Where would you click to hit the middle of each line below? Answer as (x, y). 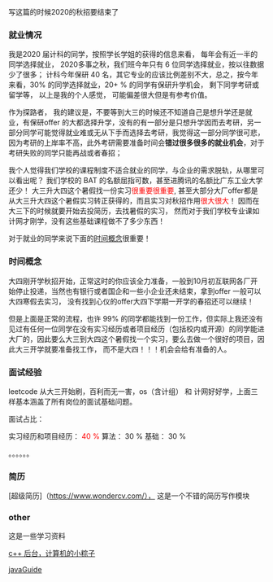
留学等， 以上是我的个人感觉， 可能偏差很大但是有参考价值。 (110, 95)
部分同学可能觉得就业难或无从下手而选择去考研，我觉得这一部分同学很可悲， (136, 133)
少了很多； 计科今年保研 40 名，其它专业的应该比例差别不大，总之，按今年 (133, 75)
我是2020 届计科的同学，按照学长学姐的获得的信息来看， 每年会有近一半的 (133, 55)
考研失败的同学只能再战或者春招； (65, 153)
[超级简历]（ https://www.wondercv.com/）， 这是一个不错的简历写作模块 (129, 496)
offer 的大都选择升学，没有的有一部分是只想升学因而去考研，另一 (152, 123)
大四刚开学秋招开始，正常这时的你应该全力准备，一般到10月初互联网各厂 (130, 281)
